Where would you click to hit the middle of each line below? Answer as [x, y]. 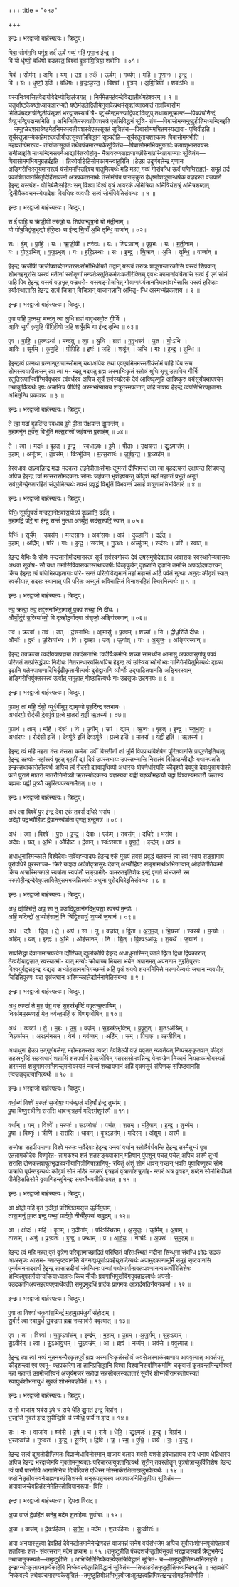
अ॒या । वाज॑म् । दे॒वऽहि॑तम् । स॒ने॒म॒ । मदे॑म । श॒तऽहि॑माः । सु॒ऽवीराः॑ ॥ [84, 1529]
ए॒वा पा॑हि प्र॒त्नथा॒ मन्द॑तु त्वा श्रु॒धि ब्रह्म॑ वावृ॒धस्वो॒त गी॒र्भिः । [67, 319]
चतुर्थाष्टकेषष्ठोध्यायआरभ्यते [38, 105]
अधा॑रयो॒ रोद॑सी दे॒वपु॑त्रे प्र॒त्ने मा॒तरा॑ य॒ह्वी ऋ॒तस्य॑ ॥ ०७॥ [67, 714]
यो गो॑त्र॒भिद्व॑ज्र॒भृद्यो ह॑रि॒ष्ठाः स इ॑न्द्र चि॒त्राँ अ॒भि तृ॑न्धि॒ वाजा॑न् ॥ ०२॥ [78, 230]
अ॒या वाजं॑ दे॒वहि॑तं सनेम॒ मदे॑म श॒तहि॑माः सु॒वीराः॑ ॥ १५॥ [65, 1515]
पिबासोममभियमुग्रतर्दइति [33, 161]
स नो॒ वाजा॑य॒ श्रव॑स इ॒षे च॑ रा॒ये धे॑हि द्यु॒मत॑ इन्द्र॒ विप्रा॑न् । [65, 1410]
